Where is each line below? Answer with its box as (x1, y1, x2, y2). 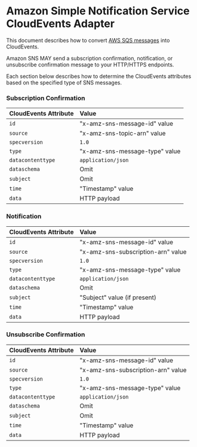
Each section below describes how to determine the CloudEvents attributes (6, 72, 192, 80)
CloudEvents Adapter (6, 17, 115, 31)
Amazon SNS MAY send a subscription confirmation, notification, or (6, 54, 173, 62)
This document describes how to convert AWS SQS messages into (6, 37, 170, 44)
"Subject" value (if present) (79, 293, 156, 302)
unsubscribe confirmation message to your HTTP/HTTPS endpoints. (6, 61, 174, 68)
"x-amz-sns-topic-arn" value (79, 129, 166, 138)
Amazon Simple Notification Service (6, 4, 190, 18)
